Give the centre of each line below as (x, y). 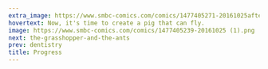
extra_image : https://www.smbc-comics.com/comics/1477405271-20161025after (137, 15)
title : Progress (35, 52)
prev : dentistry (35, 45)
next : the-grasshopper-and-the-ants (69, 38)
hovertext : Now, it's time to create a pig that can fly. (106, 23)
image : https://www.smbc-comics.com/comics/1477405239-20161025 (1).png (132, 30)
